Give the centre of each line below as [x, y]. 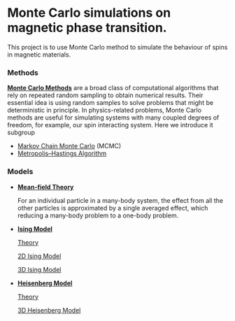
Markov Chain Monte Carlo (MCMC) [69, 146]
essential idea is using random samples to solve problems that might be [111, 103]
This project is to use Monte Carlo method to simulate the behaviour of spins [117, 47]
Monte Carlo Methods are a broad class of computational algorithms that [113, 88]
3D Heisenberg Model [49, 310]
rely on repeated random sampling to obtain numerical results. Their [105, 95]
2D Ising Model [39, 256]
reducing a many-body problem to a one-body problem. [98, 215]
